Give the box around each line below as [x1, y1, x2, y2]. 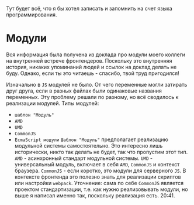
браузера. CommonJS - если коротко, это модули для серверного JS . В [14, 167, 186, 174]
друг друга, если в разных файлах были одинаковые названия [6, 87, 162, 94]
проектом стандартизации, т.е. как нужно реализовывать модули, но [14, 186, 188, 193]
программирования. [6, 11, 57, 18]
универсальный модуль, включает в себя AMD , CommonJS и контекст [14, 160, 180, 168]
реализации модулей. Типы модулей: [6, 100, 99, 107]
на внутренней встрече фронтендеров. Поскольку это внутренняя [6, 57, 172, 64]
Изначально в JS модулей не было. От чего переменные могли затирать [6, 81, 188, 88]
